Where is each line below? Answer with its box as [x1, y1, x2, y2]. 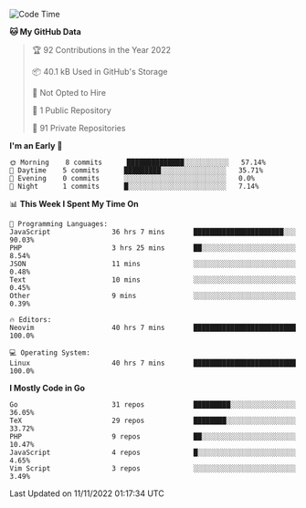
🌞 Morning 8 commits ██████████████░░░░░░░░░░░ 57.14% [9, 158, 267, 167]
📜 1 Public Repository [31, 105, 111, 116]
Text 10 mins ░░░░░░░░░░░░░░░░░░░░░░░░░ [9, 275, 297, 285]
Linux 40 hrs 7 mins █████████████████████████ [9, 358, 297, 368]
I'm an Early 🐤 [9, 140, 63, 150]
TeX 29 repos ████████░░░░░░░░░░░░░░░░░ [9, 416, 297, 425]
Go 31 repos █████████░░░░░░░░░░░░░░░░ [9, 400, 297, 410]
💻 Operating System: [9, 348, 91, 358]
